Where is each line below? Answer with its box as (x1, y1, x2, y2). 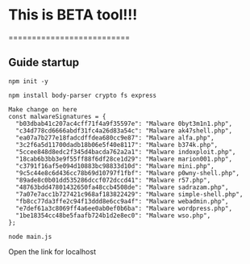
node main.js (8, 233, 52, 241)
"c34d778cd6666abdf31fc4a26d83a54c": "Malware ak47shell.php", (15, 127, 232, 135)
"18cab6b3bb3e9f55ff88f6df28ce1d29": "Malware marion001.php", (15, 155, 232, 163)
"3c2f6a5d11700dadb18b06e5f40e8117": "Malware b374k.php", (15, 140, 219, 149)
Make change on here (8, 105, 78, 114)
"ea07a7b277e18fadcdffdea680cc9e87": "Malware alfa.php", (15, 133, 215, 142)
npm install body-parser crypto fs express (8, 91, 157, 99)
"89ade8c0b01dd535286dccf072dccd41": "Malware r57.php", (15, 176, 211, 184)
